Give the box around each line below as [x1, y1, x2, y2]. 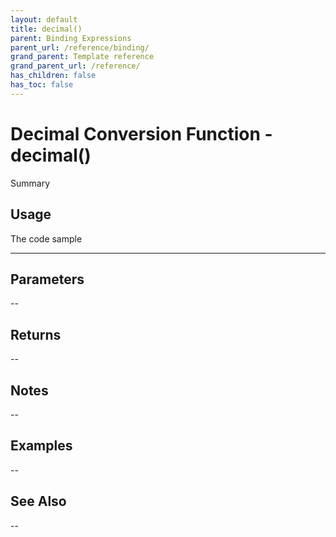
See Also [10, 493, 67, 510]
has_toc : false [10, 80, 74, 90]
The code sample [10, 232, 83, 245]
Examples [10, 437, 73, 455]
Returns [10, 326, 62, 343]
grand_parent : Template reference [10, 52, 155, 62]
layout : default [10, 14, 78, 25]
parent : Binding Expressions [10, 33, 132, 43]
